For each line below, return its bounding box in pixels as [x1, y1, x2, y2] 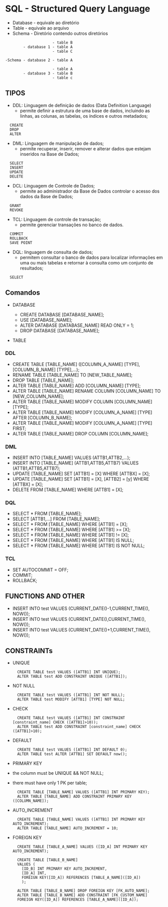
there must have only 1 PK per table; [12, 780, 87, 786]
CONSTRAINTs [5, 647, 53, 655]
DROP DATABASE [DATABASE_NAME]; [20, 327, 100, 333]
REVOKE [10, 207, 24, 213]
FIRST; [12, 425, 27, 431]
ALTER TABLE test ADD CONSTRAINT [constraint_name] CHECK [17, 724, 141, 730]
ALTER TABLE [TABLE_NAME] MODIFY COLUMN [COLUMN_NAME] [12, 398, 152, 405]
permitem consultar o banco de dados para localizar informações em [20, 254, 163, 260]
